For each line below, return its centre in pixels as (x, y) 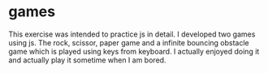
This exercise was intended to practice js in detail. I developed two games (132, 34)
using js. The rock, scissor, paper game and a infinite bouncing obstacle (129, 42)
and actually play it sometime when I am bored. (87, 60)
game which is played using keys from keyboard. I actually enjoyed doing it (134, 51)
